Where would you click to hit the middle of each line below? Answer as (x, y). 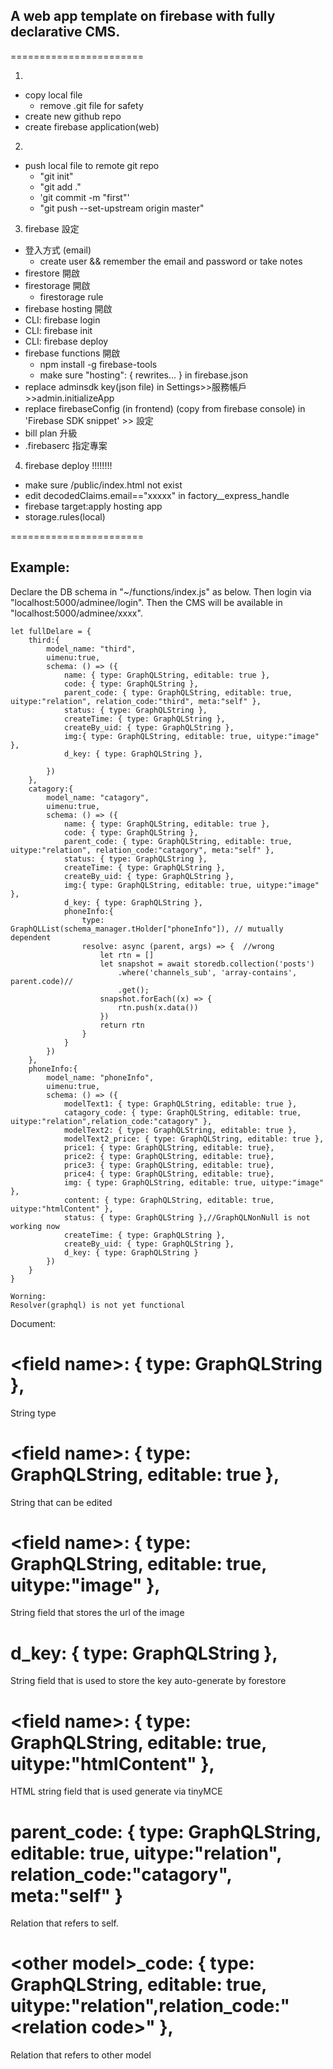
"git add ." (60, 186)
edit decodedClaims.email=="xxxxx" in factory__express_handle (157, 495)
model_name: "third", (91, 649)
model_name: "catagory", (98, 797)
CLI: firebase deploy (66, 341)
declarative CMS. (65, 32)
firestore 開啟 (52, 273)
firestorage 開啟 (57, 285)
